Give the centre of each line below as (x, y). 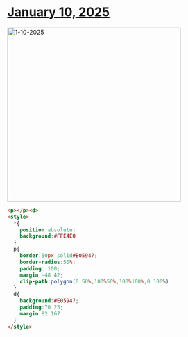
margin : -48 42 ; (42, 275)
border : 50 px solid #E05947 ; (59, 256)
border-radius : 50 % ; (48, 262)
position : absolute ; (48, 230)
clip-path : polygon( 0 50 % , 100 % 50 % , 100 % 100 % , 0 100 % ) (94, 281)
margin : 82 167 (40, 313)
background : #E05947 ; (49, 301)
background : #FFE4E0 (48, 236)
